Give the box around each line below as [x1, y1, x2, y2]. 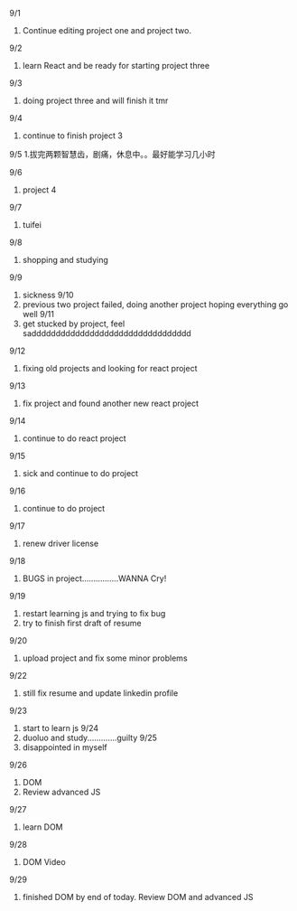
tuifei [22, 220, 42, 230]
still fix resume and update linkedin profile [22, 688, 179, 699]
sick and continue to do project [22, 468, 138, 478]
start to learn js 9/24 [22, 723, 99, 733]
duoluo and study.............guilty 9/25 [22, 732, 158, 743]
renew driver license [22, 538, 99, 549]
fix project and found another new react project [22, 398, 200, 409]
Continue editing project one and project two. [22, 25, 192, 35]
